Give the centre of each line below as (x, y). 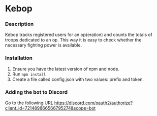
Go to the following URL (29, 103)
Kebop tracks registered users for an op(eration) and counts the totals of (79, 35)
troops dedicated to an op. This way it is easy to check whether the (73, 40)
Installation (19, 58)
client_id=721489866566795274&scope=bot (50, 108)
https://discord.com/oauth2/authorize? (93, 103)
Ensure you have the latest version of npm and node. (66, 69)
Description (19, 24)
